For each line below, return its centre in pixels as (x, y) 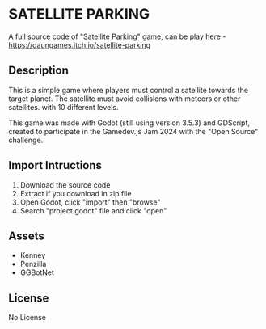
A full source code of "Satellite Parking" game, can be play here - (117, 36)
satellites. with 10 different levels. (63, 107)
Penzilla (33, 264)
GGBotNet (37, 272)
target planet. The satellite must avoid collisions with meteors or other (125, 99)
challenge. (26, 140)
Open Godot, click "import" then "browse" (90, 202)
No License (27, 318)
